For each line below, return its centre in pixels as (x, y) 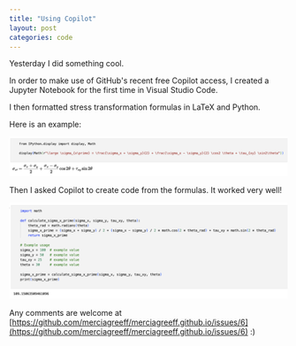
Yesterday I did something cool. (67, 64)
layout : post (33, 28)
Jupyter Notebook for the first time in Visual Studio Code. (114, 90)
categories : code (41, 37)
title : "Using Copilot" (53, 19)
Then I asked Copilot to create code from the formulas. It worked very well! (146, 190)
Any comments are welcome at (65, 313)
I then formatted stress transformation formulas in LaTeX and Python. (135, 107)
